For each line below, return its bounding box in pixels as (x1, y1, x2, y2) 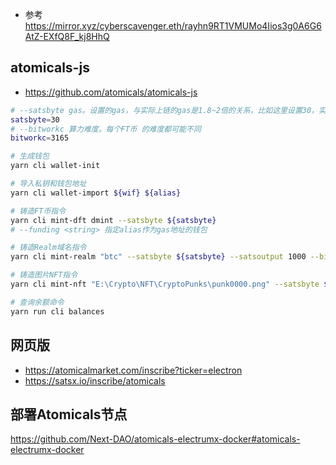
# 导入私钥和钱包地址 (10, 179, 87, 189)
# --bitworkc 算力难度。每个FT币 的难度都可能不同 (10, 124, 202, 134)
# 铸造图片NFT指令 (10, 270, 78, 280)
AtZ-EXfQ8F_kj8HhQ (24, 31, 110, 42)
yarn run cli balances (10, 306, 105, 317)
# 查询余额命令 (10, 297, 65, 307)
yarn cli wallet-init (10, 161, 101, 171)
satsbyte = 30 (10, 114, 60, 125)
